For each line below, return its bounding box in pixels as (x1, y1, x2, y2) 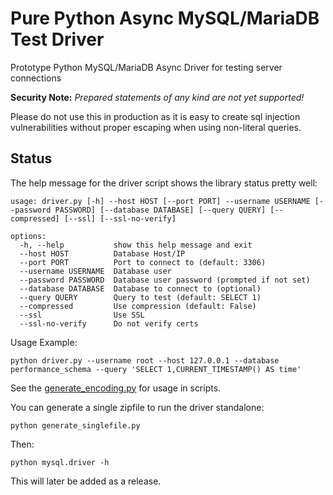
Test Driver (10, 28, 105, 51)
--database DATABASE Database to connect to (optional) (19, 283, 262, 294)
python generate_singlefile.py (10, 420, 141, 431)
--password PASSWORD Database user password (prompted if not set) (19, 275, 311, 285)
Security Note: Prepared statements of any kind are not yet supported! (10, 91, 305, 103)
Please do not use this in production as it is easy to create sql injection (10, 110, 301, 122)
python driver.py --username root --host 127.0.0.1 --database (10, 355, 280, 366)
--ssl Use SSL (19, 310, 145, 320)
